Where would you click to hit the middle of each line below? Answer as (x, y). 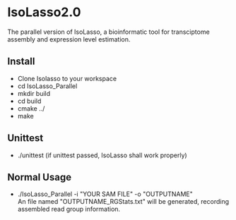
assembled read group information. (69, 209)
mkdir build (34, 93)
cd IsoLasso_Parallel (47, 86)
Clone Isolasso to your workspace (67, 78)
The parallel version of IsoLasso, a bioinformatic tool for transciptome (108, 32)
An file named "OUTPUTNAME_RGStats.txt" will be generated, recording (123, 202)
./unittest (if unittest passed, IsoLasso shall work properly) (102, 155)
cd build (29, 101)
